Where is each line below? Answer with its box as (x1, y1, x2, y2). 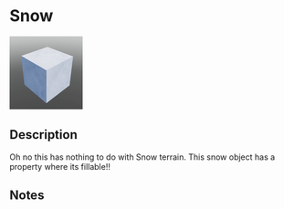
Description (9, 127, 78, 142)
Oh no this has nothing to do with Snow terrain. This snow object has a (9, 152, 276, 162)
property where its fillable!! (9, 161, 111, 172)
